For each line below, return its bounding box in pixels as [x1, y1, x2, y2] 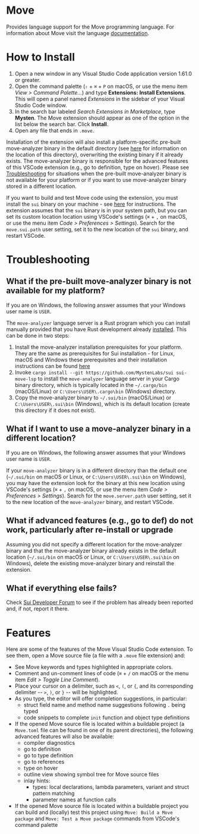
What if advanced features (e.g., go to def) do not [6, 515, 194, 526]
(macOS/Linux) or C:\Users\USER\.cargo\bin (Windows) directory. [14, 388, 176, 395]
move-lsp [14, 376, 37, 382]
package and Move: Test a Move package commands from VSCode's [14, 815, 180, 822]
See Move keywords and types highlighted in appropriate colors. [14, 663, 173, 671]
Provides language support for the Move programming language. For [6, 23, 175, 30]
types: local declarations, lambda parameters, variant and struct [32, 783, 189, 791]
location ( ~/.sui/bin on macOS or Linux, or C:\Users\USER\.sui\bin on [6, 553, 180, 561]
